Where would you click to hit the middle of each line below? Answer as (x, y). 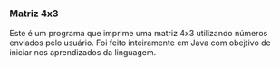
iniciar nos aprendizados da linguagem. (83, 53)
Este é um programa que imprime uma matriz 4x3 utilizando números (139, 33)
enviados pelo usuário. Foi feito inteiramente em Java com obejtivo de (140, 43)
